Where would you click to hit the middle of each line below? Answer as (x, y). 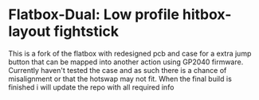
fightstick (86, 31)
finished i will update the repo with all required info (91, 87)
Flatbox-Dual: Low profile (94, 15)
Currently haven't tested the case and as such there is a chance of (118, 70)
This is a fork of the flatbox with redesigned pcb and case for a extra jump (130, 53)
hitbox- (207, 15)
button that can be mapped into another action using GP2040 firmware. (126, 62)
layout (29, 31)
